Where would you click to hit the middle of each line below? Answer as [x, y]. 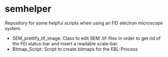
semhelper [28, 9]
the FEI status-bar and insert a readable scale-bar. [65, 43]
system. [13, 28]
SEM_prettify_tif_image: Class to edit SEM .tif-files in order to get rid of [86, 38]
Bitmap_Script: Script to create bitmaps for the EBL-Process [75, 49]
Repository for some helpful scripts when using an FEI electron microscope [84, 23]
